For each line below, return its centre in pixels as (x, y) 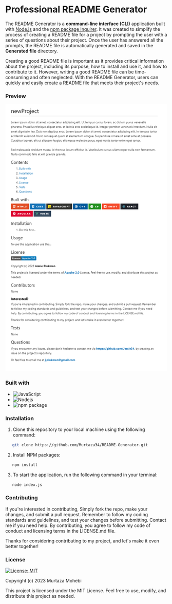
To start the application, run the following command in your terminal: (85, 475)
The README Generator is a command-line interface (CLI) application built (85, 24)
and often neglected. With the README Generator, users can (94, 77)
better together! (22, 546)
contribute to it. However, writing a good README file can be (70, 72)
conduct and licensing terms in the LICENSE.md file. (60, 531)
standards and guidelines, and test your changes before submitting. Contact (86, 520)
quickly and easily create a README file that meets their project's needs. (82, 83)
